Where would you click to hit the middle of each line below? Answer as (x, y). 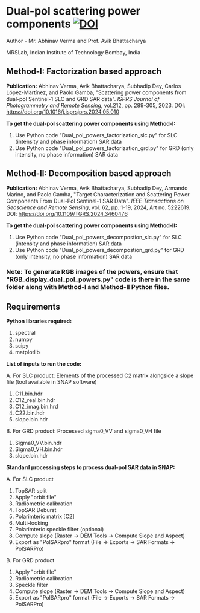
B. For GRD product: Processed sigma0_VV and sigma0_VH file (84, 431)
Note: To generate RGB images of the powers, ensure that (92, 272)
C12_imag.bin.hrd (36, 407)
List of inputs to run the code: (44, 364)
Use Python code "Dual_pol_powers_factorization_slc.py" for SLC (96, 135)
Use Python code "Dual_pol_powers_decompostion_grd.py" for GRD (100, 250)
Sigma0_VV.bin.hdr (38, 443)
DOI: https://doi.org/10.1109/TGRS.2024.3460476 (67, 213)
